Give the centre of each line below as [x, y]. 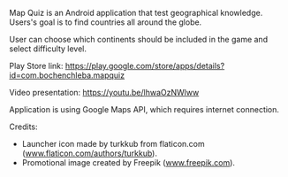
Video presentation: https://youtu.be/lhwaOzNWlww [104, 92]
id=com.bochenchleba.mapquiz [67, 75]
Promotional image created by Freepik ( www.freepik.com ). [129, 162]
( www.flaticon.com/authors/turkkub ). [89, 153]
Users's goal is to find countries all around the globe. [106, 22]
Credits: [23, 127]
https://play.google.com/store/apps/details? [145, 66]
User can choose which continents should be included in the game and [138, 39]
